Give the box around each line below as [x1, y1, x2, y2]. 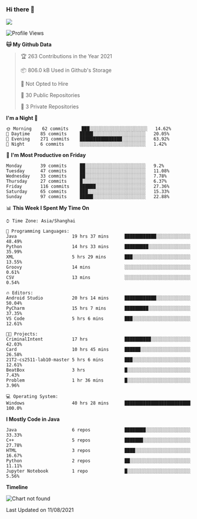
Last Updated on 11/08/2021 [6, 507, 74, 514]
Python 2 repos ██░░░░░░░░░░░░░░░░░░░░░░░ [6, 458, 191, 464]
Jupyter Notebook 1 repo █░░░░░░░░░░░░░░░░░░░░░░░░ [6, 468, 191, 474]
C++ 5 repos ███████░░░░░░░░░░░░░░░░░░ [6, 437, 191, 443]
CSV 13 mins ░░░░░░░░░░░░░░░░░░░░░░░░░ [6, 274, 191, 281]
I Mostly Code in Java [6, 416, 60, 423]
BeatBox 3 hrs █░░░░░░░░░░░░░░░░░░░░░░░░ [6, 367, 191, 373]
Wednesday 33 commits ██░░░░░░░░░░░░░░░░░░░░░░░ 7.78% [6, 173, 167, 179]
